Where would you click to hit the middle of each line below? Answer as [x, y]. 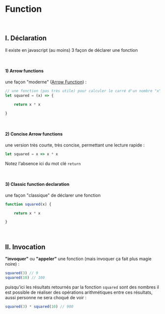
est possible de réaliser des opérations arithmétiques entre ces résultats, [79, 292]
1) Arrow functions [25, 71]
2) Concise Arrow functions [34, 134]
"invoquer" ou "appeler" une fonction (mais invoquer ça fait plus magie [78, 259]
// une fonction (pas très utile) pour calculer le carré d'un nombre [79, 91]
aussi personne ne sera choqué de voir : [46, 297]
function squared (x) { [28, 204]
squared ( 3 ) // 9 [22, 273]
